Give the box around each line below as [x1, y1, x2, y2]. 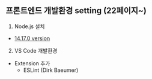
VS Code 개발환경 [14, 47, 58, 54]
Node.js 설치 [14, 23, 45, 30]
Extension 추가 [14, 59, 50, 67]
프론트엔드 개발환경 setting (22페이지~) [5, 5, 147, 16]
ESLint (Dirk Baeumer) [23, 66, 79, 74]
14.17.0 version [14, 35, 50, 42]
